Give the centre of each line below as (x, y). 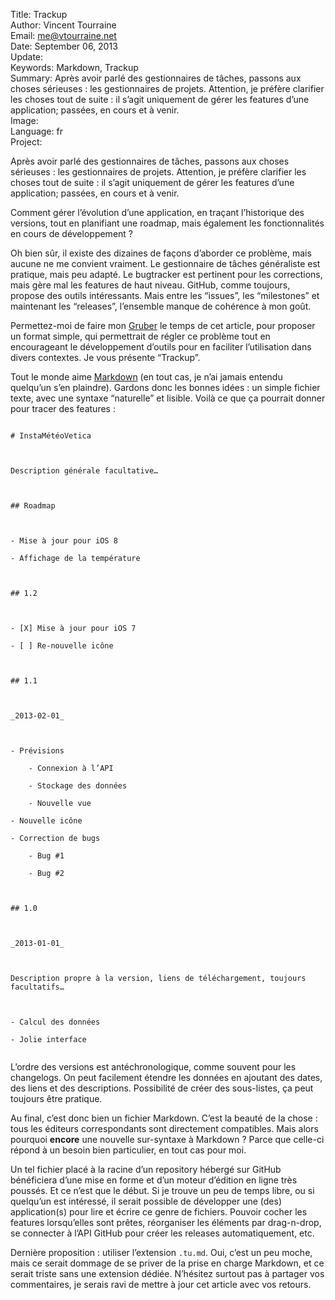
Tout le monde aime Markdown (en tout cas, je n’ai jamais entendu (146, 377)
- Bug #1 (46, 856)
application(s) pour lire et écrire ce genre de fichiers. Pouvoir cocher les (159, 1212)
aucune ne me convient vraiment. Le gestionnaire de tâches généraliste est (165, 263)
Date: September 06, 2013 (64, 46)
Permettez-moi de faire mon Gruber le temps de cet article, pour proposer (163, 325)
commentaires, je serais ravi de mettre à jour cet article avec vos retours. (161, 1284)
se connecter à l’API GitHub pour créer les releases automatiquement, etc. (162, 1233)
